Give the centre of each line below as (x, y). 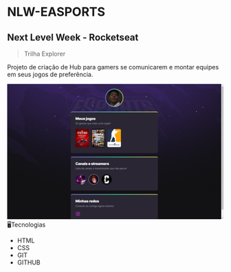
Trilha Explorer (45, 54)
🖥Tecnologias (26, 225)
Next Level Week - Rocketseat (73, 37)
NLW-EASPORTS (56, 12)
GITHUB (29, 262)
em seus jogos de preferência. (50, 74)
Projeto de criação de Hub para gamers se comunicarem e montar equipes (113, 67)
